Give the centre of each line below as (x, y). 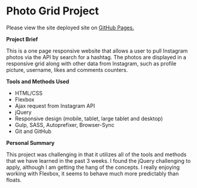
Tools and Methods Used (38, 81)
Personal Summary (30, 142)
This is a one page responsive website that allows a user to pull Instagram (97, 51)
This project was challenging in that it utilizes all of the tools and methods (96, 154)
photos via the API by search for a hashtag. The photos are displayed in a (96, 57)
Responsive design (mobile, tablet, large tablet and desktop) (89, 119)
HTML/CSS (29, 93)
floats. (14, 180)
